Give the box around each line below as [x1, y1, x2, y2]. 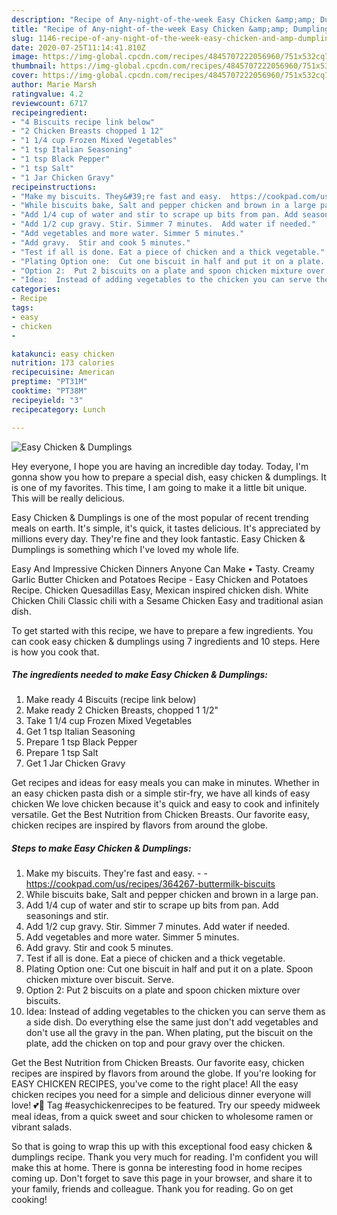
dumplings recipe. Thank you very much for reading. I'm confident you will [11, 1151, 319, 1163]
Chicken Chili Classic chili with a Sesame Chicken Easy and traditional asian [11, 594, 324, 606]
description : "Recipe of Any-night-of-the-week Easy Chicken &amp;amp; [11, 14, 316, 25]
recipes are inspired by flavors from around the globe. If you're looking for [11, 1067, 317, 1080]
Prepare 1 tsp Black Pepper [25, 736, 138, 748]
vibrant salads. [11, 1121, 73, 1133]
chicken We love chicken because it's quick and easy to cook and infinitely [11, 798, 320, 810]
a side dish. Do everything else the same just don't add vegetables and [25, 1016, 319, 1028]
